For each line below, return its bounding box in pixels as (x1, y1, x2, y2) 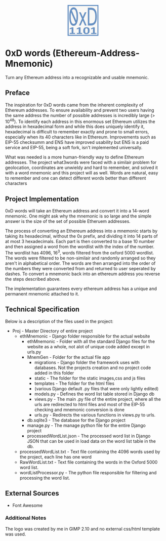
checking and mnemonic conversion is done (34, 407, 125, 413)
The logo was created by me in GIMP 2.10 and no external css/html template (5, 526, 160, 532)
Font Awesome (12, 502, 43, 508)
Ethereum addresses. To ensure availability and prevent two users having (5, 107, 154, 113)
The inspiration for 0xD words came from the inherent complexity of (5, 102, 144, 108)
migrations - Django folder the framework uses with (34, 359, 140, 365)
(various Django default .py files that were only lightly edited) (34, 385, 159, 391)
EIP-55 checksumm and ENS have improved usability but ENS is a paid (5, 139, 149, 145)
